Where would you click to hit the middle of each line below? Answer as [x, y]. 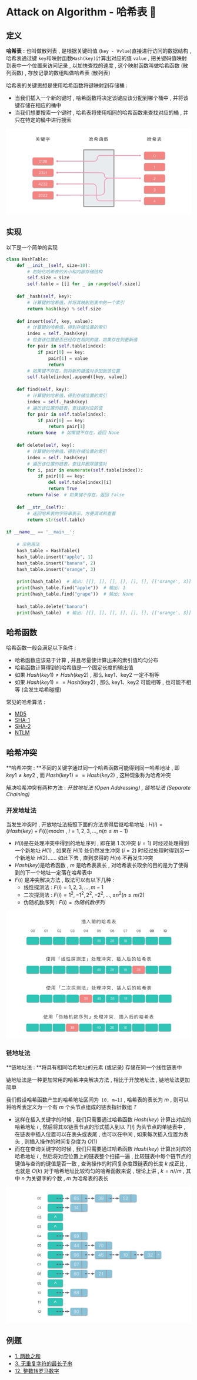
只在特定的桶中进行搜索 [43, 120]
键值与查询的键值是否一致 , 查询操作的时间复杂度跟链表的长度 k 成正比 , [101, 1163]
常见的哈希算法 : [26, 702]
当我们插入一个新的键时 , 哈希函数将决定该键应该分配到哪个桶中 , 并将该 [101, 98]
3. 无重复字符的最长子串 [44, 1363]
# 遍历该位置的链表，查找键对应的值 [65, 408]
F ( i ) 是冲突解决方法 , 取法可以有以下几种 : [64, 880]
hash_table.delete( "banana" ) [52, 606]
